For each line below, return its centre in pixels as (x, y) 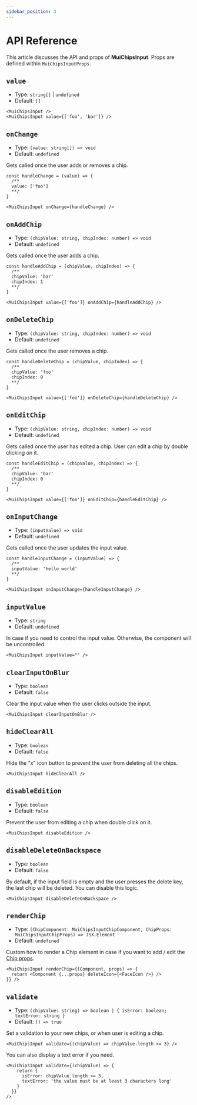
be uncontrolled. (26, 644)
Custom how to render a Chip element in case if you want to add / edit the (96, 952)
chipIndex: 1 (27, 282)
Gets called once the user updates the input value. (67, 548)
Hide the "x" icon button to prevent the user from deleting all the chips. (92, 763)
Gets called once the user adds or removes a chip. (67, 165)
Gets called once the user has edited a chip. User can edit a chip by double (97, 446)
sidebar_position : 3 (31, 11)
